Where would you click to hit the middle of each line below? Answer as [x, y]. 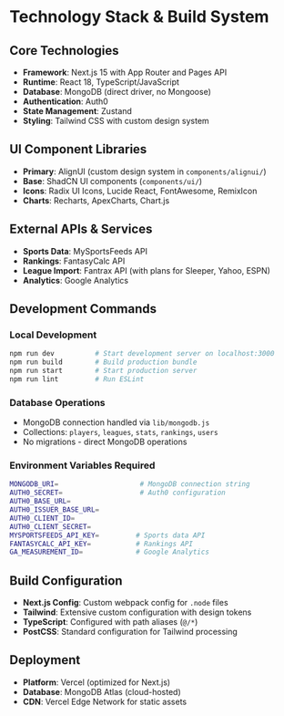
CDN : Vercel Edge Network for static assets [105, 701]
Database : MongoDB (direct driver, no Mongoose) [117, 92]
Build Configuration [66, 581]
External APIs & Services [81, 229]
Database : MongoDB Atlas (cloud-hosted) [102, 691]
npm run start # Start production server [103, 371]
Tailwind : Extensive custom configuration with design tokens [137, 612]
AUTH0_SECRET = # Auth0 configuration [117, 493]
